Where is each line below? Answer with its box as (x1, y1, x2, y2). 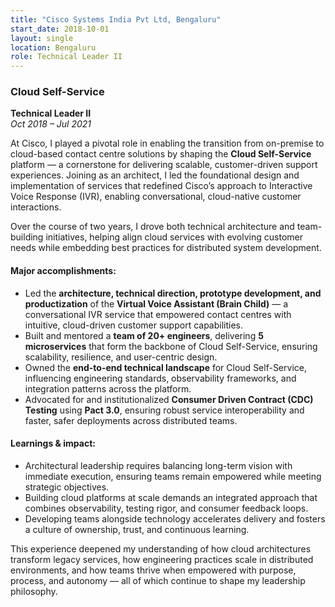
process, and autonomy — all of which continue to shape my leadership (10, 574, 306, 586)
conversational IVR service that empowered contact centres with (24, 308, 292, 320)
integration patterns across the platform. (24, 382, 192, 395)
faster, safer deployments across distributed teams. (24, 414, 238, 426)
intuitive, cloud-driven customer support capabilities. (24, 319, 244, 331)
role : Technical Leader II (10, 52, 123, 62)
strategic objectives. (24, 481, 110, 493)
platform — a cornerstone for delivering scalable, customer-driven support (10, 159, 318, 171)
